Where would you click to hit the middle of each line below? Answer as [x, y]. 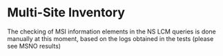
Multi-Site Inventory [66, 13]
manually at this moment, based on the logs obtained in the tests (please [110, 38]
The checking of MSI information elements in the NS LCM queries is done [111, 31]
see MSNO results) [34, 46]
